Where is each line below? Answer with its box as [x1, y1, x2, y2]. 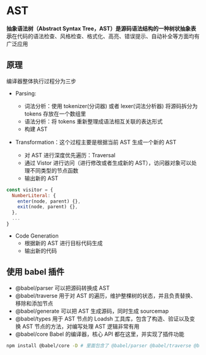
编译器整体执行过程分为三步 [6, 77, 77, 85]
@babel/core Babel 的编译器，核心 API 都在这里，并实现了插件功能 [15, 330, 185, 338]
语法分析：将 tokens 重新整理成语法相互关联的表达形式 [24, 117, 163, 125]
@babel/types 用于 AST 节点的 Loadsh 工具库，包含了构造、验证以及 [15, 314, 190, 322]
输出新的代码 [24, 247, 57, 254]
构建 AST [24, 125, 48, 133]
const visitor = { [6, 187, 53, 193]
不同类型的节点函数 [29, 166, 78, 174]
